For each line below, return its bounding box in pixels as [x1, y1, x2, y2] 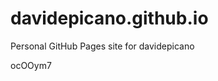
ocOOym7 [10, 59, 52, 71]
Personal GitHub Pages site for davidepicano [10, 40, 195, 52]
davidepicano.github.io [10, 7, 209, 30]
